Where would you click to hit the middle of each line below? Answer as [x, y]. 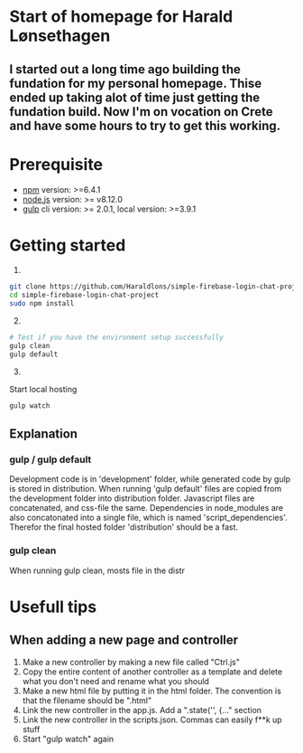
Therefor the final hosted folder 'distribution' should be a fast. [124, 527]
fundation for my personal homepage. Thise [136, 83]
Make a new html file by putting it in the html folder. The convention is [151, 691]
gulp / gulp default [50, 459]
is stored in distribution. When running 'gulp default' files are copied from [146, 489]
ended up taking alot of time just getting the [135, 97]
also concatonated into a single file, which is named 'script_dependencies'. [148, 518]
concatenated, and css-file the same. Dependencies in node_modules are [147, 508]
